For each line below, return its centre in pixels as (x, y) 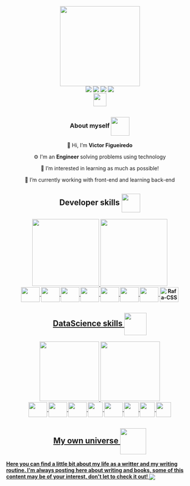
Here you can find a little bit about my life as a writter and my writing (92, 464)
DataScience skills (88, 323)
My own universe (86, 440)
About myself (90, 126)
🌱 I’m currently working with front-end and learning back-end (100, 180)
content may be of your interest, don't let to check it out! (77, 476)
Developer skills (89, 202)
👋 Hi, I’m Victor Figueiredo (100, 145)
